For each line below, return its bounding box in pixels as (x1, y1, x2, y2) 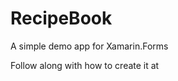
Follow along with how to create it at (10, 59, 160, 71)
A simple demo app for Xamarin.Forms (10, 40, 169, 52)
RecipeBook (10, 7, 113, 30)
